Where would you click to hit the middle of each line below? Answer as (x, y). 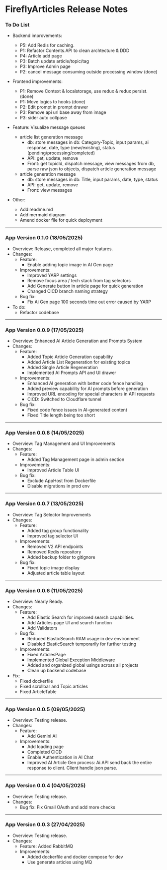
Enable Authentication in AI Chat (60, 757)
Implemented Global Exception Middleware (71, 660)
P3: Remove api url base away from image (63, 112)
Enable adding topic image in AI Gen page (70, 264)
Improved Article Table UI (53, 470)
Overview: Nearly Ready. (38, 601)
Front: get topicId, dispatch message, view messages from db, (91, 164)
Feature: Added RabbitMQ (46, 846)
